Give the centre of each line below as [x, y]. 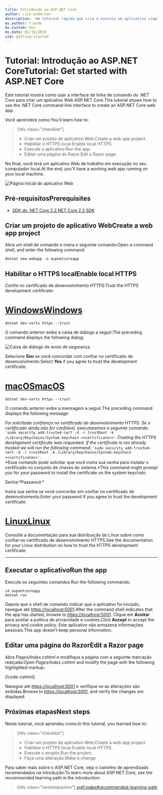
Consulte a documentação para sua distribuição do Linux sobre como [75, 535]
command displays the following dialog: [45, 337]
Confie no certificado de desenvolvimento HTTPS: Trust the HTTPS [72, 285]
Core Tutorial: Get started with [66, 71]
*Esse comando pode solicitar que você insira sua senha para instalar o [77, 462]
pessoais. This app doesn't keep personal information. [59, 630]
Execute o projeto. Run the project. [58, 753]
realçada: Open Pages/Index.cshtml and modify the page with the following [80, 662]
